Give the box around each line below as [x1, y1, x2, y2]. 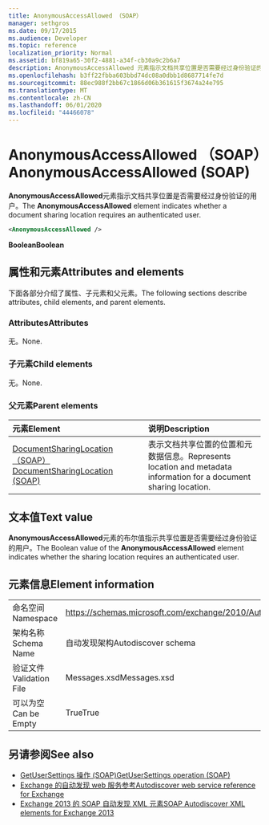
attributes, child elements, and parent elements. [8, 297, 166, 307]
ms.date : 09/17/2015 [8, 26, 78, 35]
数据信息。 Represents [147, 450, 231, 461]
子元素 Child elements [8, 358, 94, 369]
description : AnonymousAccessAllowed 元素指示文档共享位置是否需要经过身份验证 [8, 64, 257, 72]
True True [65, 707, 100, 718]
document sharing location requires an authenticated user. [8, 209, 202, 219]
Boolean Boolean [8, 240, 65, 250]
